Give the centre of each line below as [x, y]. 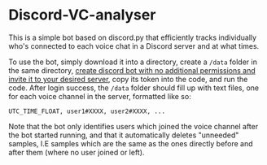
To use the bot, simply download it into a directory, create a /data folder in [133, 62]
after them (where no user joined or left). [77, 152]
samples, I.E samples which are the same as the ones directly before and [131, 143]
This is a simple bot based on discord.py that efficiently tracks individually [133, 37]
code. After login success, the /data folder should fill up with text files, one [134, 88]
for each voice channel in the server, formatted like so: [100, 96]
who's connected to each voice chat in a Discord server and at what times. [134, 46]
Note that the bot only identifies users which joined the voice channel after [133, 126]
